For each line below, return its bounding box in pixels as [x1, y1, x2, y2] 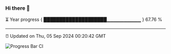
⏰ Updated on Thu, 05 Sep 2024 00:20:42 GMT [5, 33, 106, 39]
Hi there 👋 [5, 5, 31, 12]
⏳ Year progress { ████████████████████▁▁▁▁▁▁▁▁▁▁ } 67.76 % [5, 16, 162, 22]
